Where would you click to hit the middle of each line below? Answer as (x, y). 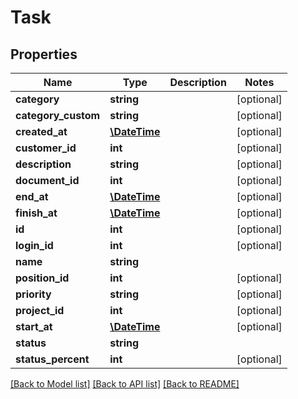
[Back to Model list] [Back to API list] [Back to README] (125, 384)
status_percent (52, 359)
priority (33, 294)
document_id (47, 180)
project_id (40, 310)
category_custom (58, 115)
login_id (34, 245)
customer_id (46, 148)
